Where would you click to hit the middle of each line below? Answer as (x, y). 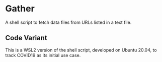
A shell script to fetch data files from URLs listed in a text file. (68, 22)
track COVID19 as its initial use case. (43, 55)
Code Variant (26, 38)
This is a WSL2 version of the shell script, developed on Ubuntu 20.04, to (81, 50)
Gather (20, 9)
